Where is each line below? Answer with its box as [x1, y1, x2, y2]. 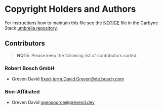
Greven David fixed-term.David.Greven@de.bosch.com [11, 76, 124, 82]
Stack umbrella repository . [4, 25, 58, 31]
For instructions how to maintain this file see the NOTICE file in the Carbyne [4, 20, 159, 26]
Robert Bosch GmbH [4, 65, 55, 72]
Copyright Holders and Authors [4, 3, 136, 15]
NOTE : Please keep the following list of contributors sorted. [16, 52, 138, 58]
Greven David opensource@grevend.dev [11, 100, 95, 106]
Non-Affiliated [4, 88, 40, 95]
